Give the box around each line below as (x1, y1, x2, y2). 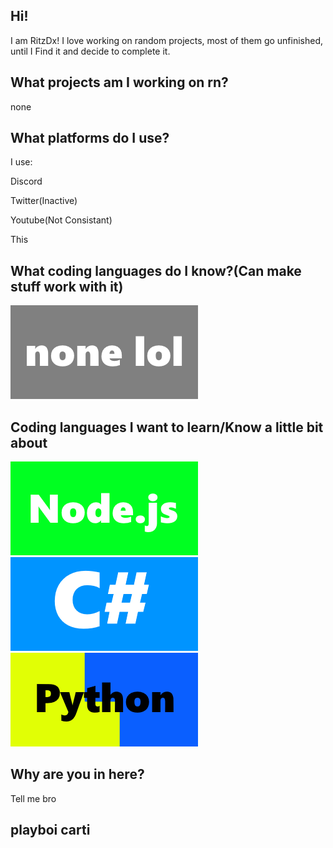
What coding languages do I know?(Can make (10, 262, 302, 279)
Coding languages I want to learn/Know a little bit (10, 419, 324, 436)
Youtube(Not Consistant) (10, 214, 113, 226)
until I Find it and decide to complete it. (10, 45, 171, 57)
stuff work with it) (10, 278, 124, 295)
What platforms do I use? (10, 130, 170, 147)
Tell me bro (10, 792, 57, 804)
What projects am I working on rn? (10, 74, 229, 91)
